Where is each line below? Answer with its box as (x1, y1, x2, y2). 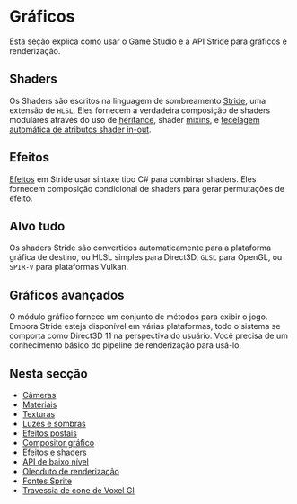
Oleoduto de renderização (22, 466, 119, 476)
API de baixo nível (22, 456, 90, 467)
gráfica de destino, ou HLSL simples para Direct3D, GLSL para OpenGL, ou (9, 252, 283, 263)
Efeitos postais (22, 428, 78, 439)
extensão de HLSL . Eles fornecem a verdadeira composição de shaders (9, 105, 271, 116)
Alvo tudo (9, 218, 66, 234)
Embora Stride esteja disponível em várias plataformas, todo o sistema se (9, 321, 281, 332)
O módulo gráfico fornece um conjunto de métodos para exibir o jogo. (9, 311, 268, 322)
